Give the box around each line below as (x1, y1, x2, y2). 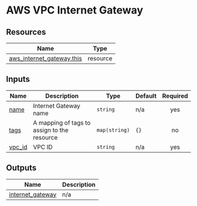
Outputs (6, 163, 37, 173)
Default (135, 92, 157, 100)
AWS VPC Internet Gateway (6, 4, 144, 17)
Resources (6, 27, 46, 37)
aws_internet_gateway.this (9, 54, 82, 62)
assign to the (33, 126, 69, 134)
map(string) (96, 127, 130, 133)
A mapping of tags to (33, 118, 91, 127)
